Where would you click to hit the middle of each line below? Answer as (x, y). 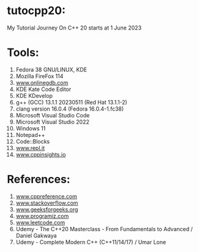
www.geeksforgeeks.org (47, 209)
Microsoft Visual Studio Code (53, 115)
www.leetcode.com (40, 222)
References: (39, 179)
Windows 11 (31, 128)
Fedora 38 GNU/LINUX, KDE (51, 69)
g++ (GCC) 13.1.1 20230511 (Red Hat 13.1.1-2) (71, 102)
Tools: (23, 53)
